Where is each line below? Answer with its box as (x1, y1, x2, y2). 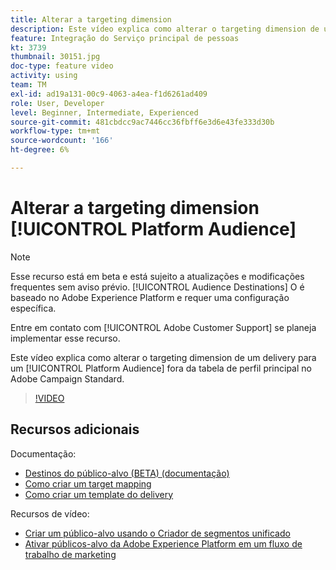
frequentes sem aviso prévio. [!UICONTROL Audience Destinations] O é (10, 281, 305, 293)
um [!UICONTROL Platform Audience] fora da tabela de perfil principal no (10, 362, 312, 374)
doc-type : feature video (10, 61, 114, 71)
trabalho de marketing (24, 548, 117, 560)
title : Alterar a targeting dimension (10, 14, 172, 25)
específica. (10, 302, 57, 314)
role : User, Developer (10, 98, 105, 108)
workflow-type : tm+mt (10, 126, 101, 136)
